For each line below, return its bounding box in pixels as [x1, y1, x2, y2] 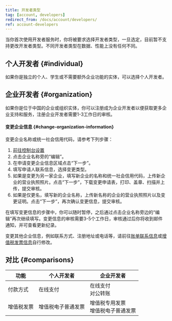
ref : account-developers [5, 22, 58, 27]
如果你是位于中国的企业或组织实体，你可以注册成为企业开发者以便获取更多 [5, 104, 162, 111]
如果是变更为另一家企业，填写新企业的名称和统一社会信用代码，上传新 [12, 173, 161, 179]
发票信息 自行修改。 [14, 239, 55, 246]
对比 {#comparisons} [5, 255, 74, 264]
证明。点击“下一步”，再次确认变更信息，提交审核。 [17, 198, 125, 205]
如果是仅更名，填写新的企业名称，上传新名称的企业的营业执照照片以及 [12, 192, 161, 198]
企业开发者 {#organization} [5, 90, 93, 99]
